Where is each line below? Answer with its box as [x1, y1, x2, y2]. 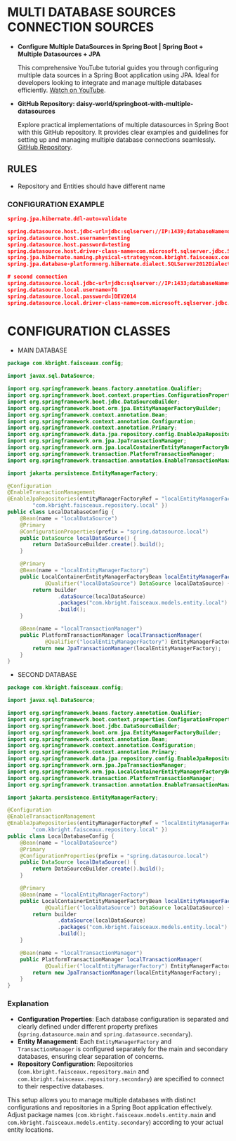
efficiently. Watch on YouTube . [17, 86, 106, 94]
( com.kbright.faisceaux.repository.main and [17, 1067, 150, 1075]
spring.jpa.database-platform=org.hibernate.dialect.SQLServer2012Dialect [7, 260, 231, 268]
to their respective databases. [17, 1082, 104, 1090]
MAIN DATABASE [17, 346, 68, 355]
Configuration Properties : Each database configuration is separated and [17, 1015, 229, 1023]
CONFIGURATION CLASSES [7, 323, 171, 339]
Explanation [7, 998, 49, 1008]
